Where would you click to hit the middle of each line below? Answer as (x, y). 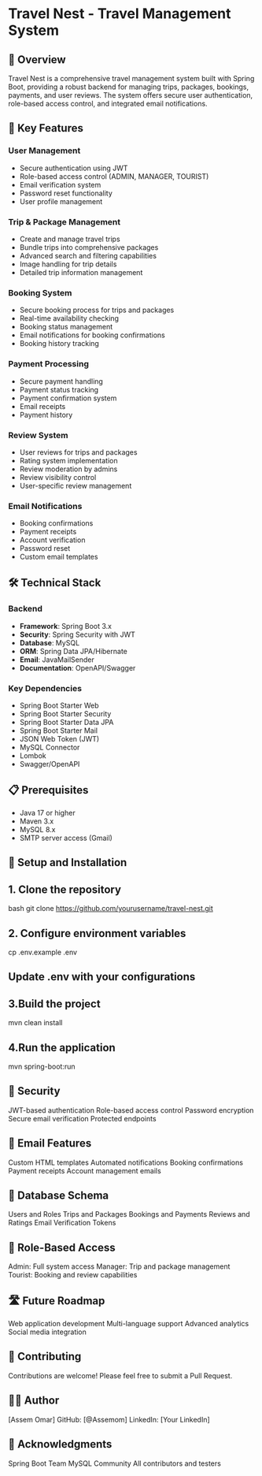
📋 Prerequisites (48, 790)
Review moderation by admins (68, 469)
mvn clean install (35, 1023)
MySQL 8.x (37, 829)
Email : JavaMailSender (57, 660)
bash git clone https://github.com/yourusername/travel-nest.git (111, 909)
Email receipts (42, 406)
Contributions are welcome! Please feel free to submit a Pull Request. (120, 1375)
